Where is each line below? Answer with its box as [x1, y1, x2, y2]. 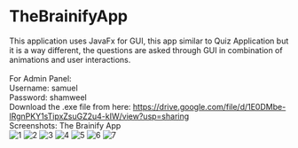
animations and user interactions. [9, 54, 131, 65]
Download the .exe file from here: [9, 101, 131, 112]
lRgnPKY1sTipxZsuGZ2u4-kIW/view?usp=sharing [9, 111, 190, 121]
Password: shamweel [9, 91, 87, 103]
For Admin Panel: [9, 73, 73, 83]
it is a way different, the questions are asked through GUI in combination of [9, 44, 283, 55]
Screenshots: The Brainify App [9, 120, 122, 130]
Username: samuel [9, 82, 78, 93]
